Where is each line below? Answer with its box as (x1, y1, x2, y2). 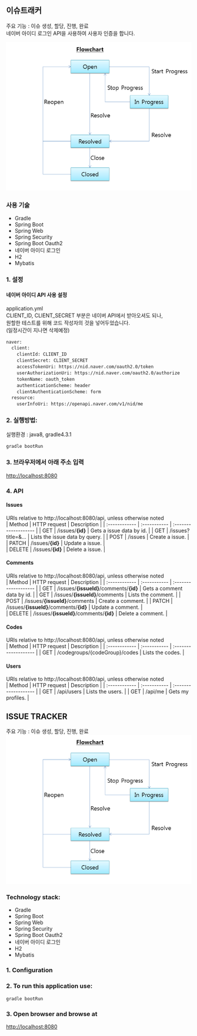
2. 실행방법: (6, 416, 38, 424)
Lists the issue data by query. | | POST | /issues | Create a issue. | (31, 533, 189, 540)
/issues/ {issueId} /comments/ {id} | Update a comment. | (6, 603, 143, 611)
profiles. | (6, 694, 29, 701)
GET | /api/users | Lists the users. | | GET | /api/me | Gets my (42, 688, 189, 695)
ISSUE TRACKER (6, 711, 68, 721)
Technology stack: (6, 893, 61, 901)
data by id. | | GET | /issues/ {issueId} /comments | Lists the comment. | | (6, 591, 181, 598)
